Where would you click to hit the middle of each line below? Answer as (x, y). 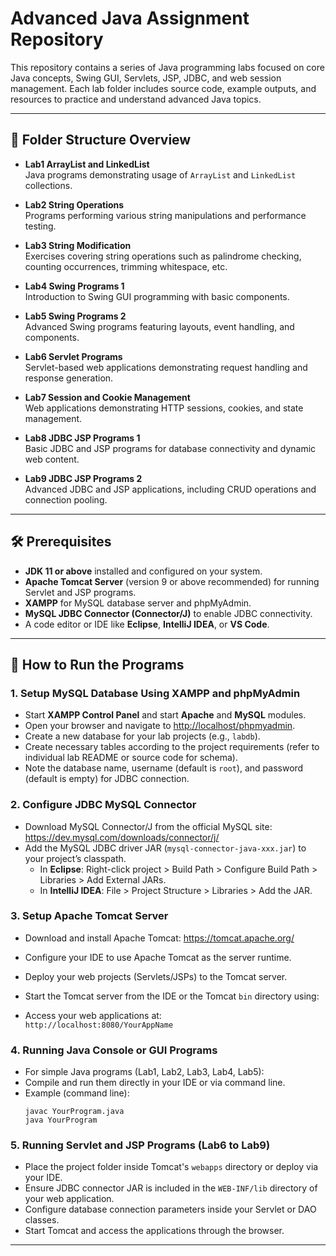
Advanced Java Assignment (130, 18)
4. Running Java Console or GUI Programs (114, 1050)
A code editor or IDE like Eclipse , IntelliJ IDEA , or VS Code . (147, 624)
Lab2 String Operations (74, 204)
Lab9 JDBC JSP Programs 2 (83, 478)
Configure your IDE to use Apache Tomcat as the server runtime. (158, 957)
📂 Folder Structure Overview (101, 140)
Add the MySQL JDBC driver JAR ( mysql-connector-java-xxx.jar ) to (165, 848)
